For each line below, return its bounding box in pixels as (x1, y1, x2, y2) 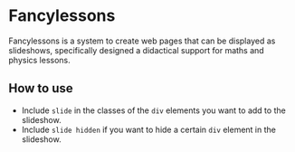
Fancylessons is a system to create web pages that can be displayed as (8, 35, 276, 46)
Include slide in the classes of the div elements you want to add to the (21, 105, 286, 116)
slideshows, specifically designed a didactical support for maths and (8, 44, 264, 55)
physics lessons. (8, 54, 71, 65)
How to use (8, 81, 73, 96)
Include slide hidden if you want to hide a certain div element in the (21, 124, 277, 135)
